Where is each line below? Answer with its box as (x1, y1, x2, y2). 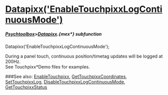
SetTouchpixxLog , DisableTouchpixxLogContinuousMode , (5, 79, 126, 85)
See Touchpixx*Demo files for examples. (5, 64, 90, 70)
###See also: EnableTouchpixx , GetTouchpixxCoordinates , (5, 73, 127, 79)
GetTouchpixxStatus (5, 84, 47, 90)
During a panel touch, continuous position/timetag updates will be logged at (5, 53, 163, 59)
